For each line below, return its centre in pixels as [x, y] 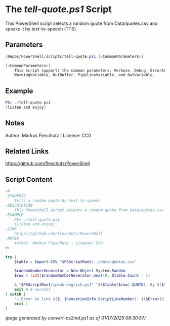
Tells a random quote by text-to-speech [57, 201]
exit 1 [21, 304]
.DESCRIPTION [19, 205]
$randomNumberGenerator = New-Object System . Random [70, 271]
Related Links [27, 152]
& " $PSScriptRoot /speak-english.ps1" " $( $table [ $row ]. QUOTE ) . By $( [88, 285]
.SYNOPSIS [16, 196]
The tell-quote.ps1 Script [59, 9]
